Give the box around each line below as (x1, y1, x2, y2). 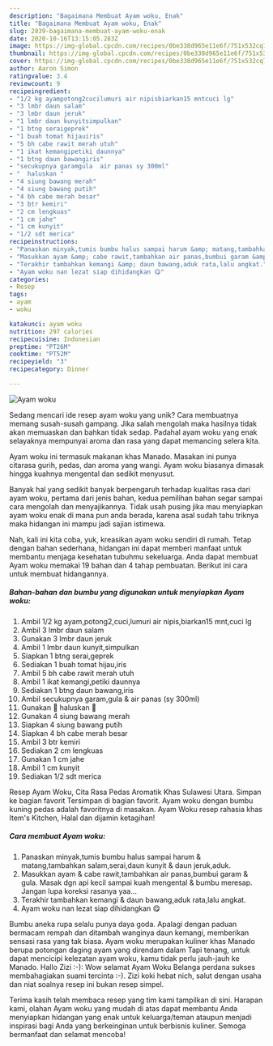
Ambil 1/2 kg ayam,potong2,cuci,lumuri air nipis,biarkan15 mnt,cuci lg (20, 616, 252, 626)
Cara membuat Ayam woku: (9, 831, 106, 841)
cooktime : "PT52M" (9, 350, 71, 359)
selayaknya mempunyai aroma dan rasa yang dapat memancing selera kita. (9, 436, 261, 445)
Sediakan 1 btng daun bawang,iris (20, 685, 134, 695)
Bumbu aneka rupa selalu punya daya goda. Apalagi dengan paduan (9, 919, 237, 929)
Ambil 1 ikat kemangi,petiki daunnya (20, 677, 141, 687)
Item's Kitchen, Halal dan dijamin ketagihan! (9, 813, 156, 823)
